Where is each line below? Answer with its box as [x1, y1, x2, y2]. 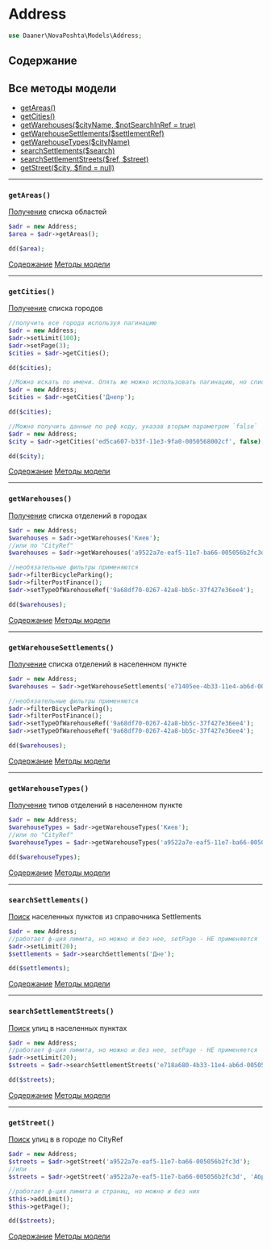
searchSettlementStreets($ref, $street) [19, 154, 149, 164]
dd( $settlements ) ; [8, 965, 70, 973]
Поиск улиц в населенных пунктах [8, 1023, 127, 1032]
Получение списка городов [8, 304, 103, 313]
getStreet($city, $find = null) [19, 163, 115, 173]
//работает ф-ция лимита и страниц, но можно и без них [8, 1187, 200, 1196]
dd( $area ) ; [8, 245, 45, 253]
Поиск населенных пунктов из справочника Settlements [8, 911, 202, 921]
